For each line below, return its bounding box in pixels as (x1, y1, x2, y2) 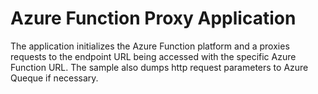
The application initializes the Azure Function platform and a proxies (10, 40, 290, 52)
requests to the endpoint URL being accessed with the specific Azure (10, 50, 297, 62)
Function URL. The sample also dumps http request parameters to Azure (10, 61, 309, 73)
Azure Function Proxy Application (10, 7, 297, 30)
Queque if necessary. (10, 72, 99, 84)
